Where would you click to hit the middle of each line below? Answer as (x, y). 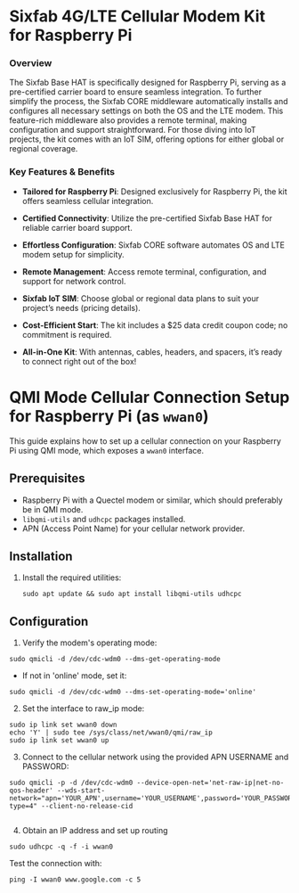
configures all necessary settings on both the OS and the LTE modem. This (146, 111)
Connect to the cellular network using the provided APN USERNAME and (155, 757)
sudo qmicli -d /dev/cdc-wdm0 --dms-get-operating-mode (115, 660)
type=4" (24, 807)
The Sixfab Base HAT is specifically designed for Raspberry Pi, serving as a (148, 83)
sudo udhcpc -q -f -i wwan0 (61, 847)
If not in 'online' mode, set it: (74, 676)
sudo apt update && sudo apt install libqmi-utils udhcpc (132, 594)
